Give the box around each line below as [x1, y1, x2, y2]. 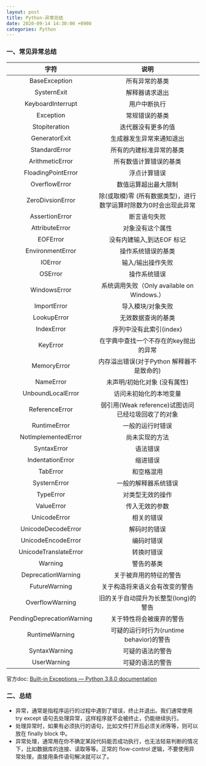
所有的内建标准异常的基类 [110, 145, 185, 154]
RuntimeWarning [27, 630, 75, 639]
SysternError [32, 479, 69, 487]
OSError [39, 269, 63, 278]
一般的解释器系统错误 [116, 479, 179, 487]
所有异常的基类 [126, 77, 170, 85]
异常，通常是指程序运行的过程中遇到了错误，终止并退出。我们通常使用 [15, 707, 193, 714]
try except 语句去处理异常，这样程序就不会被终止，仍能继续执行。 [15, 715, 183, 722]
